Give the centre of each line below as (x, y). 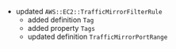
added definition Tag (61, 20)
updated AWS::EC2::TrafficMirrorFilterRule (89, 11)
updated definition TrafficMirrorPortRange (98, 36)
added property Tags (61, 28)
